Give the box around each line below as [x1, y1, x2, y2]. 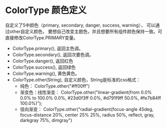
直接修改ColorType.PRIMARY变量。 [5, 35, 78, 41]
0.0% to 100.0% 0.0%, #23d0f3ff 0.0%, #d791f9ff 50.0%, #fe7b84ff [20, 95, 161, 101]
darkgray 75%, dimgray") [20, 117, 73, 123]
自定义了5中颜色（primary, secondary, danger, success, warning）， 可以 [5, 22, 155, 28]
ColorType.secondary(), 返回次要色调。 [12, 51, 94, 58]
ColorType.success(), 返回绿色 [12, 64, 76, 70]
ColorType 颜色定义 [5, 5, 87, 16]
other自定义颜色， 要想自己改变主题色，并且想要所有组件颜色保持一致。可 [9, 28, 162, 34]
